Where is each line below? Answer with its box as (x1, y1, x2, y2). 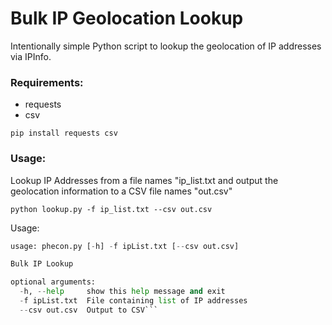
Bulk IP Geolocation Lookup (10, 7, 244, 30)
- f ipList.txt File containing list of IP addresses (19, 296, 248, 306)
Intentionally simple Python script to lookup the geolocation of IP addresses (10, 40, 322, 52)
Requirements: (10, 75, 84, 89)
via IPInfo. (10, 50, 52, 62)
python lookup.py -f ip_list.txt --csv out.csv (10, 204, 213, 214)
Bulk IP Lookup (10, 259, 74, 269)
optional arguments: (10, 277, 97, 287)
